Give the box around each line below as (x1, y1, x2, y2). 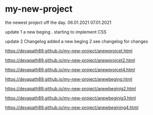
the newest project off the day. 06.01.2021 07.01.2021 (5, 19, 112, 25)
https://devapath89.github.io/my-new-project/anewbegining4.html (5, 104, 139, 110)
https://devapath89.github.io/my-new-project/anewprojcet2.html (5, 57, 135, 63)
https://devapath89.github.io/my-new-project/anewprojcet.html (5, 48, 133, 54)
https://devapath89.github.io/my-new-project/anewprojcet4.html (5, 67, 135, 73)
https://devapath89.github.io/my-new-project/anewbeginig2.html (5, 85, 136, 91)
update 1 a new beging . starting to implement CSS (5, 29, 107, 35)
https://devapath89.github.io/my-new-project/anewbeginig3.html (5, 95, 136, 101)
